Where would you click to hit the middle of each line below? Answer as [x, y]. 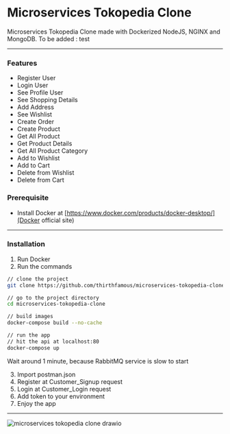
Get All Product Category [52, 151]
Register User [36, 78]
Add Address [36, 107]
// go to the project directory [53, 298]
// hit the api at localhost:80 [53, 341]
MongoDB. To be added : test [49, 38]
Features [22, 63]
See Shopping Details [47, 100]
